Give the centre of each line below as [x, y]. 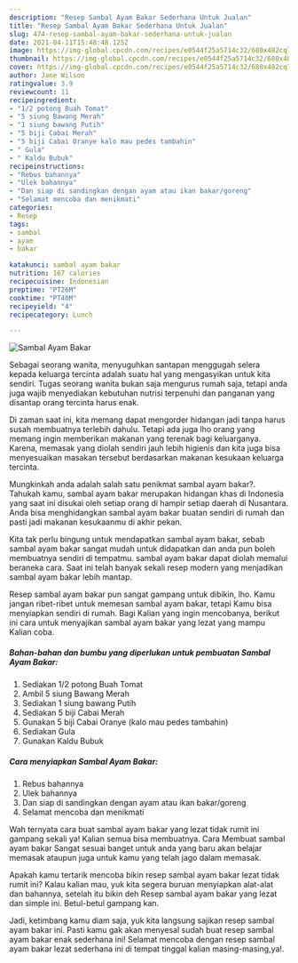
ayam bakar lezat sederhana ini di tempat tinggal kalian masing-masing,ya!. [147, 949]
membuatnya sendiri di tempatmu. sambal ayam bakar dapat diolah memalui [149, 558]
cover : [21, 68]
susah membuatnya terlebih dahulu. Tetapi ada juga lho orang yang [132, 429]
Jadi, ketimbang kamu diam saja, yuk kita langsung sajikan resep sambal [142, 920]
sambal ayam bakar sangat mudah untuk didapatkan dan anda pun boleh [142, 549]
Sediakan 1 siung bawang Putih [79, 703]
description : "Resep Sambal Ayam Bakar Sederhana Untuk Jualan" [130, 17]
